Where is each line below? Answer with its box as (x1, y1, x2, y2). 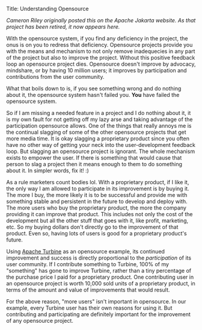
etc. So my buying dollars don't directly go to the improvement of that (6, 223, 179, 231)
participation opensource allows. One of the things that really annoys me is (6, 122, 192, 129)
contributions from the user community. (6, 73, 105, 80)
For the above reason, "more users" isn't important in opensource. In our (6, 298, 186, 305)
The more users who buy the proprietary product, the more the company (6, 204, 186, 211)
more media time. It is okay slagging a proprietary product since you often (6, 135, 189, 142)
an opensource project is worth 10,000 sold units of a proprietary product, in (6, 280, 195, 287)
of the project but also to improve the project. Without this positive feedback (6, 54, 195, 61)
